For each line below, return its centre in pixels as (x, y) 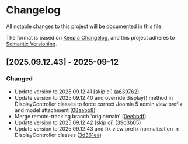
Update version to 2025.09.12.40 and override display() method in (94, 97)
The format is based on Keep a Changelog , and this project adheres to (90, 37)
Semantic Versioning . (32, 44)
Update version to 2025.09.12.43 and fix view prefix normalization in (97, 128)
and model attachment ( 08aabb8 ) (55, 110)
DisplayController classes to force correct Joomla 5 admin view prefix (98, 104)
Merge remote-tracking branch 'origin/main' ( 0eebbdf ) (80, 116)
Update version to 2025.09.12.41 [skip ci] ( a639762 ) (77, 92)
